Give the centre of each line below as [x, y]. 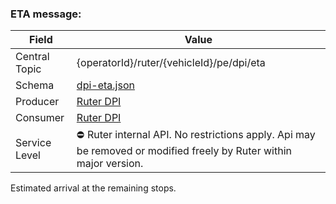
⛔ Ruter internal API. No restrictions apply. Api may [196, 135]
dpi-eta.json [105, 85]
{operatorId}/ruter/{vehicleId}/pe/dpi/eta [171, 63]
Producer [37, 102]
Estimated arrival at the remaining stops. [93, 188]
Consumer [40, 118]
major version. [110, 164]
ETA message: [46, 14]
